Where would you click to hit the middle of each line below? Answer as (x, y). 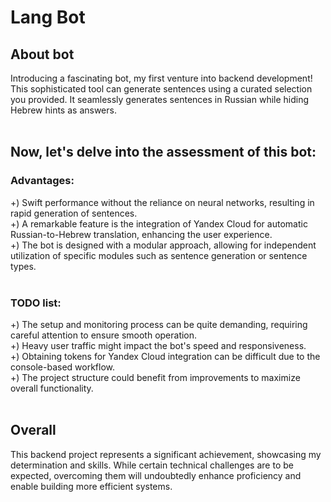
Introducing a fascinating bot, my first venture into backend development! (161, 78)
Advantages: (42, 181)
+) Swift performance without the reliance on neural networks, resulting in (162, 202)
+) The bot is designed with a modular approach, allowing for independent (163, 245)
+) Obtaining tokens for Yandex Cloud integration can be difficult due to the (165, 356)
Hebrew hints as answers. (63, 110)
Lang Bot (48, 17)
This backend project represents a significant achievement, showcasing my (166, 454)
